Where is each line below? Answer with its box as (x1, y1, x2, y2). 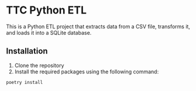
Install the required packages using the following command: (14, 68, 159, 75)
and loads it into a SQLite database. (6, 29, 92, 36)
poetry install (6, 79, 43, 85)
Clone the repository (14, 62, 64, 69)
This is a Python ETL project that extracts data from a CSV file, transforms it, (6, 23, 190, 30)
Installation (6, 46, 48, 56)
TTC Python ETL (6, 4, 87, 17)
